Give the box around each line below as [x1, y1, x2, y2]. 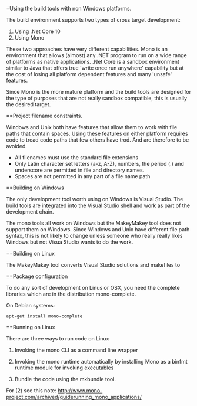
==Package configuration [6, 273, 68, 280]
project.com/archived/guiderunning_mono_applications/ [6, 394, 142, 400]
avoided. [6, 143, 28, 149]
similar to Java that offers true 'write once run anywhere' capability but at [6, 64, 184, 71]
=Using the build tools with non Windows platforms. [6, 5, 132, 12]
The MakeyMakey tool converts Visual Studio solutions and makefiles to [6, 261, 181, 268]
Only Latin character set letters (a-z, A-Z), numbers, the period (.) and [14, 161, 184, 167]
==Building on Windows [6, 184, 65, 191]
